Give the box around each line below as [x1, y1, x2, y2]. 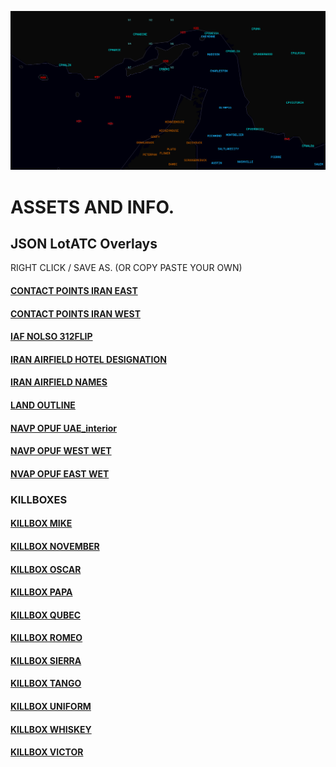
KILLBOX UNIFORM [10, 701, 92, 713]
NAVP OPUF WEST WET [10, 445, 112, 457]
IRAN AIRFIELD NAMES [10, 376, 108, 388]
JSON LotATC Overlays [10, 236, 158, 253]
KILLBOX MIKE [10, 517, 73, 530]
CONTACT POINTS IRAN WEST [10, 307, 142, 320]
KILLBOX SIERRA [10, 654, 82, 666]
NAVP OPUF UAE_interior [10, 422, 117, 434]
